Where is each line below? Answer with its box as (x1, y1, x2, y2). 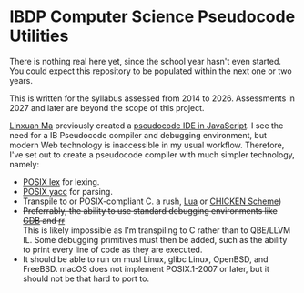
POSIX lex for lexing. (22, 176, 100, 187)
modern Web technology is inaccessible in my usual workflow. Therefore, (9, 139, 285, 150)
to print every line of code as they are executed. (22, 244, 203, 255)
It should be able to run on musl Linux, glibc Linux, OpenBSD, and (22, 253, 269, 265)
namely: (9, 158, 39, 169)
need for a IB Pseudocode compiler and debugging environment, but (9, 129, 267, 140)
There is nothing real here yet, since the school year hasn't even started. (9, 56, 282, 66)
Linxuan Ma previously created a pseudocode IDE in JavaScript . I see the (9, 120, 284, 131)
